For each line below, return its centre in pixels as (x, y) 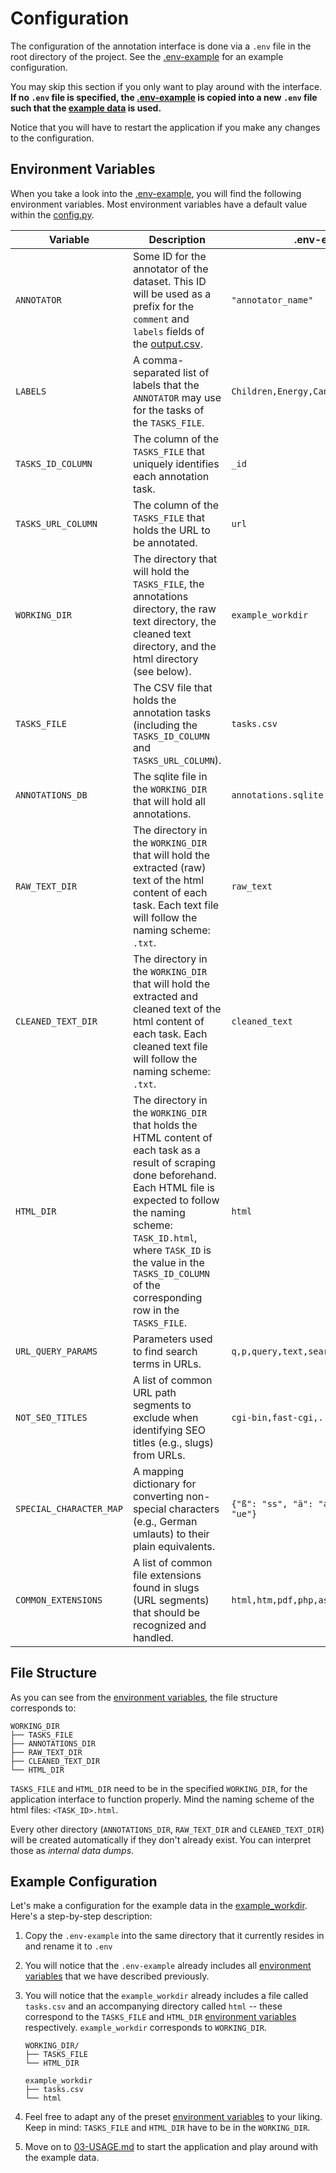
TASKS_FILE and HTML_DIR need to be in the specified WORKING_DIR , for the (159, 1788)
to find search (165, 1351)
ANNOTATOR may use (177, 397)
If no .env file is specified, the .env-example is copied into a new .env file (164, 97)
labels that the (166, 385)
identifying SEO (169, 1430)
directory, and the (174, 646)
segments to (162, 1405)
